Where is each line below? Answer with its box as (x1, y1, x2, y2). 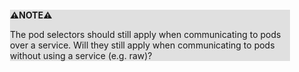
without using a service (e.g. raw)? (10, 50, 153, 61)
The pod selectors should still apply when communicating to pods (10, 29, 282, 40)
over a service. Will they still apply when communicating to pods (10, 39, 275, 51)
